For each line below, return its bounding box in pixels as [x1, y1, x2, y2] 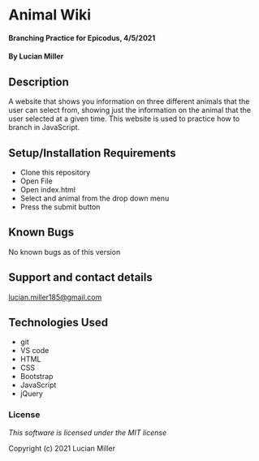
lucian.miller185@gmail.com [8, 292, 102, 302]
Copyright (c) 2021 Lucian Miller [8, 443, 116, 453]
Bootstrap [19, 372, 54, 381]
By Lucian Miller [8, 51, 64, 62]
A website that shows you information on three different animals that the [8, 97, 250, 106]
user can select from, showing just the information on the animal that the [8, 106, 252, 115]
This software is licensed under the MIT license [8, 428, 167, 437]
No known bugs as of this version [8, 247, 121, 256]
